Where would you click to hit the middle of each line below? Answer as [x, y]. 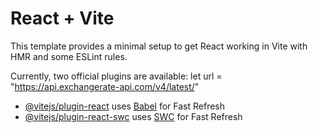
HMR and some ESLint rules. [69, 56]
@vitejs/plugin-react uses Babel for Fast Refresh [125, 106]
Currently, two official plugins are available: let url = [116, 76]
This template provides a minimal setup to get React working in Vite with [159, 46]
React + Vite [62, 18]
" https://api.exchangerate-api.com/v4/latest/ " [105, 86]
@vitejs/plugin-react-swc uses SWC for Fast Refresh [133, 116]
